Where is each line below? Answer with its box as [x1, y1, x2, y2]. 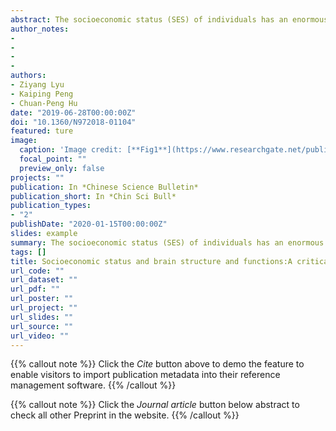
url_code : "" [10, 266, 65, 276]
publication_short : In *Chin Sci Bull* [10, 191, 177, 201]
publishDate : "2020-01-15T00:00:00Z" [10, 219, 168, 230]
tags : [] [10, 247, 47, 257]
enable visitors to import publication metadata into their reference [10, 369, 281, 381]
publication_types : [10, 201, 92, 211]
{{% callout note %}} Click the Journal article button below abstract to [10, 399, 300, 411]
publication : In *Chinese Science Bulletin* [10, 182, 199, 192]
